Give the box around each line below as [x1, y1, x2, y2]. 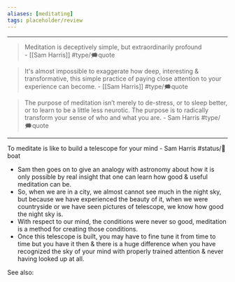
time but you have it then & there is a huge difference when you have [17, 239, 216, 248]
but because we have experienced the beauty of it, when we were [17, 194, 208, 203]
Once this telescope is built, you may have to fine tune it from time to [17, 232, 216, 241]
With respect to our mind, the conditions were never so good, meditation [17, 217, 227, 225]
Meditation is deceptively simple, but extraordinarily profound [24, 43, 202, 51]
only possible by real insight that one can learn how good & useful [17, 173, 208, 181]
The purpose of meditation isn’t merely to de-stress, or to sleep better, [24, 98, 228, 107]
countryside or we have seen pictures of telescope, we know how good [17, 202, 224, 210]
